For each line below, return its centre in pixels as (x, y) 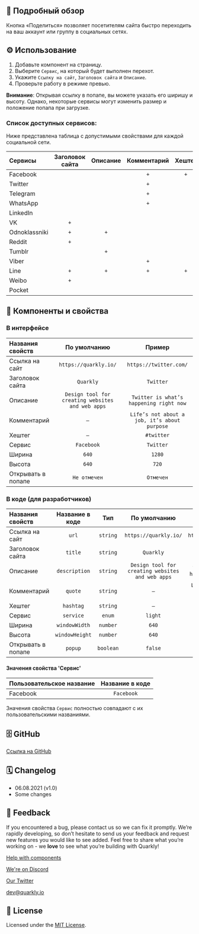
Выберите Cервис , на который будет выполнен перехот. (84, 71)
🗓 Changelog (31, 770)
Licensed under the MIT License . (46, 925)
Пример (158, 347)
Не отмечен (88, 477)
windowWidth (73, 625)
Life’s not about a (158, 414)
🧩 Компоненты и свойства (57, 311)
